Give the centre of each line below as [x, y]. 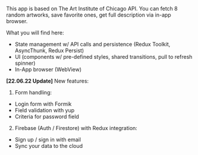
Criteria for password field [47, 116]
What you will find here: [35, 33]
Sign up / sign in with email [48, 140]
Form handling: [33, 92]
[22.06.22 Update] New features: [48, 81]
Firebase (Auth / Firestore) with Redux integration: [76, 128]
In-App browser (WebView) [48, 69]
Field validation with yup [45, 110]
